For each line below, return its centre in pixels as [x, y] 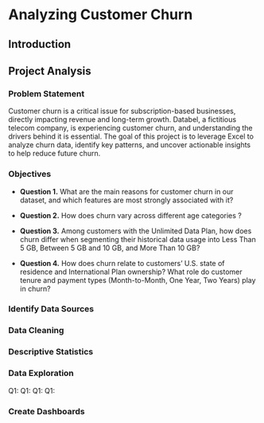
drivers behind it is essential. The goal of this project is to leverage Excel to [131, 136]
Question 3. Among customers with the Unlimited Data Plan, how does [136, 231]
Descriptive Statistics [51, 352]
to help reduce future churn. [54, 154]
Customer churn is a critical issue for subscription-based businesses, [122, 111]
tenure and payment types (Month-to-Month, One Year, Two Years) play [138, 280]
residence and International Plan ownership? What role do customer [131, 272]
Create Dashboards [47, 411]
